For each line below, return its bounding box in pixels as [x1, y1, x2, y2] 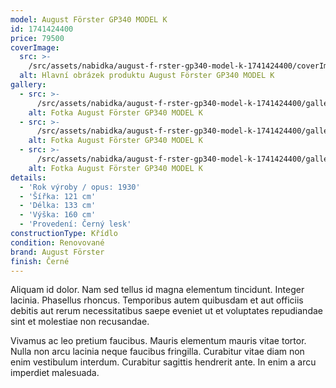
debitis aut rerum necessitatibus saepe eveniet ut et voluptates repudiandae [10, 305, 323, 317]
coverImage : [10, 42, 60, 53]
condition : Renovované [10, 237, 105, 248]
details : [10, 172, 47, 183]
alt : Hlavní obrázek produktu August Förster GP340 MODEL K [19, 71, 275, 81]
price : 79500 [10, 33, 65, 43]
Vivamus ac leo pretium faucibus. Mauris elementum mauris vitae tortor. [10, 335, 307, 347]
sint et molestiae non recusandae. [10, 316, 150, 328]
